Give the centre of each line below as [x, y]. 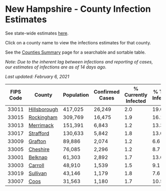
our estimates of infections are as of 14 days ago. [56, 67]
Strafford [39, 133]
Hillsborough [43, 109]
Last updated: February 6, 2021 [37, 76]
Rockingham [43, 117]
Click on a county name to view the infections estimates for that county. [78, 42]
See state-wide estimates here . [37, 33]
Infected [136, 101]
